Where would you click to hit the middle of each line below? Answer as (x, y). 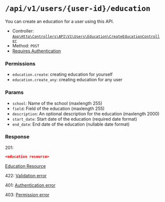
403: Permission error (27, 195)
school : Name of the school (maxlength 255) (57, 103)
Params (14, 93)
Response (17, 137)
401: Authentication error (30, 185)
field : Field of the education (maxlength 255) (58, 108)
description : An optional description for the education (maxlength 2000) (86, 114)
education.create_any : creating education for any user (67, 80)
